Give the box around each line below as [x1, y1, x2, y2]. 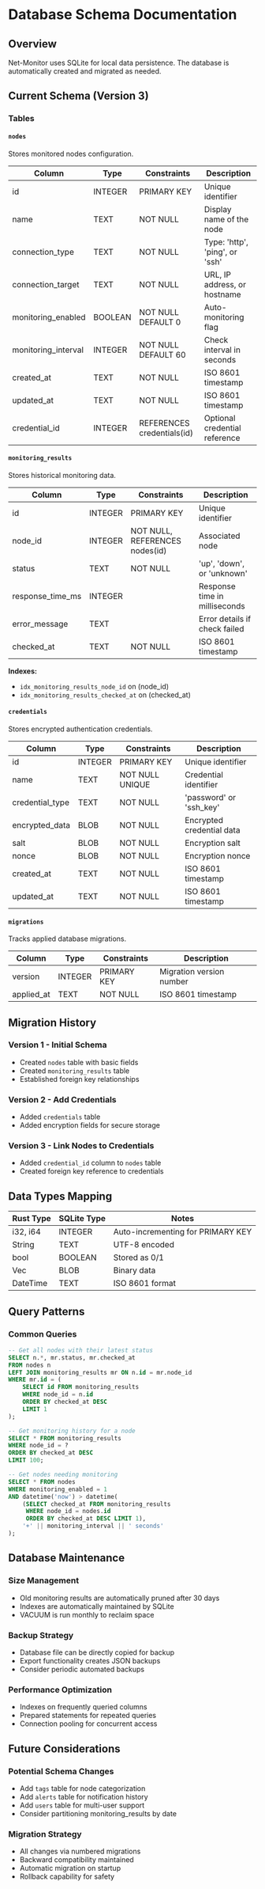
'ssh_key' [185, 802, 220, 813]
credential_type [12, 797, 69, 808]
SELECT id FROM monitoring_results [22, 1383, 140, 1391]
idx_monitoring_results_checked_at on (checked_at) [19, 690, 192, 700]
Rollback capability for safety [19, 1872, 115, 1881]
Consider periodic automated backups [19, 1664, 144, 1674]
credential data [185, 825, 241, 836]
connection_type [12, 246, 75, 257]
